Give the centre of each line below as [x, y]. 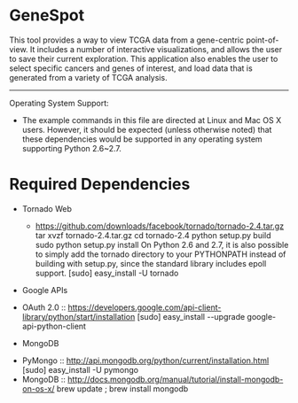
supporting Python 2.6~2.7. [72, 148]
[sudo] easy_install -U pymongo [80, 369]
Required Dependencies [100, 185]
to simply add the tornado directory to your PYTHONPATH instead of [161, 254]
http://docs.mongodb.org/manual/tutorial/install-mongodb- [176, 379]
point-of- [263, 40]
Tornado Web [47, 208]
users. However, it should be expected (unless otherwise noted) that [147, 129]
